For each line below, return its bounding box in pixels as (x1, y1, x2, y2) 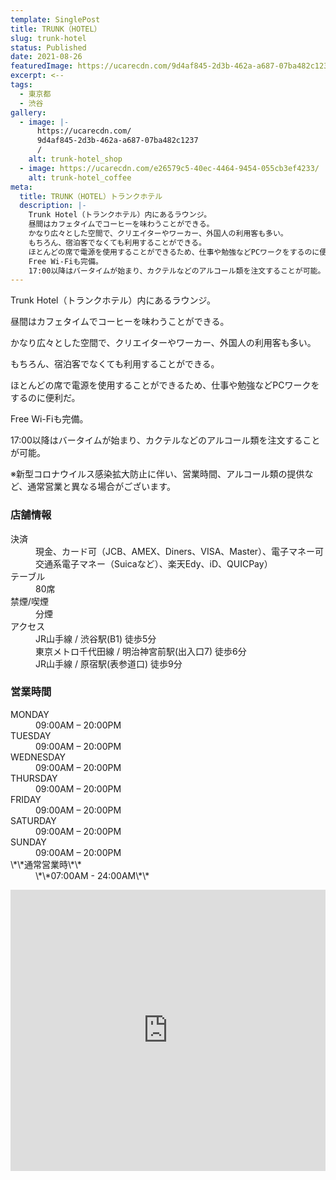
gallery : (10, 107, 47, 118)
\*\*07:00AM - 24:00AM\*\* (35, 869, 150, 881)
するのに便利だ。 (10, 392, 81, 404)
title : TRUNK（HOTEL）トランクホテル (19, 191, 163, 201)
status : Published (10, 42, 87, 53)
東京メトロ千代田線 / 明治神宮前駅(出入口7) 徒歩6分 (35, 645, 247, 657)
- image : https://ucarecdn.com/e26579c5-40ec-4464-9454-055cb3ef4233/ (19, 163, 320, 173)
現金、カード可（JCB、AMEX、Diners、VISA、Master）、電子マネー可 (35, 545, 325, 557)
